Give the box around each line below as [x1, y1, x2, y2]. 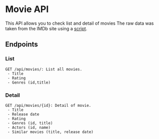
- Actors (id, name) [7, 125, 51, 130]
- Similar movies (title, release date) [7, 129, 94, 134]
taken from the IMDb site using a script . [5, 25, 87, 31]
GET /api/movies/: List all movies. [5, 66, 82, 72]
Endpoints [5, 40, 38, 49]
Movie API [5, 4, 49, 15]
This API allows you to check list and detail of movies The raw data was [5, 20, 154, 26]
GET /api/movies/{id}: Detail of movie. [5, 103, 92, 108]
